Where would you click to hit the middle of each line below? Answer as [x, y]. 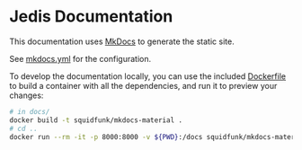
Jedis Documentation [91, 17]
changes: [27, 95]
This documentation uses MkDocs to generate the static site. [122, 41]
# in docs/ [30, 111]
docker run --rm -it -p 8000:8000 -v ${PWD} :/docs [106, 137]
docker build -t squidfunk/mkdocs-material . [96, 120]
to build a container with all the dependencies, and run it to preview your [143, 85]
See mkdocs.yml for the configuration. [80, 58]
